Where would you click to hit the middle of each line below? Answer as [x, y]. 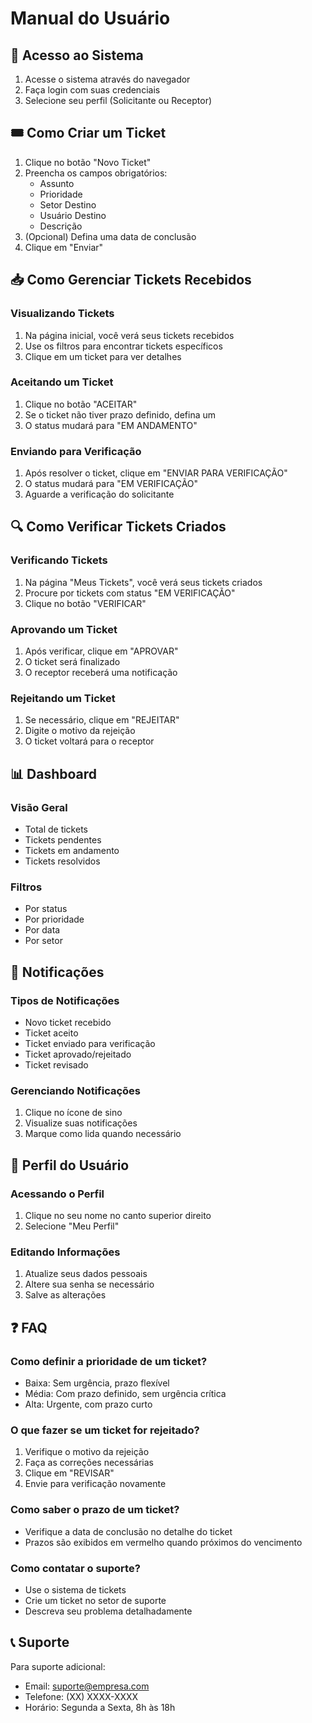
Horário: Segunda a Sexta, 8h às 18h [100, 1707]
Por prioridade [54, 919]
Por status [46, 909]
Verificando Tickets [59, 560]
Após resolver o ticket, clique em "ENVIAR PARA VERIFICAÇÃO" [156, 473]
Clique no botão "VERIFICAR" [85, 603]
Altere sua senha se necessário [89, 1284]
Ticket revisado [56, 1065]
